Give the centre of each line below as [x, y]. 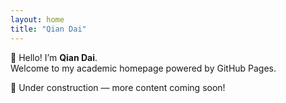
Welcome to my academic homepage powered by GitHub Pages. [143, 68]
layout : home [37, 19]
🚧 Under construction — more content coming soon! [118, 87]
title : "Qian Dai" [48, 29]
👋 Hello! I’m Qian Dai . [54, 57]
